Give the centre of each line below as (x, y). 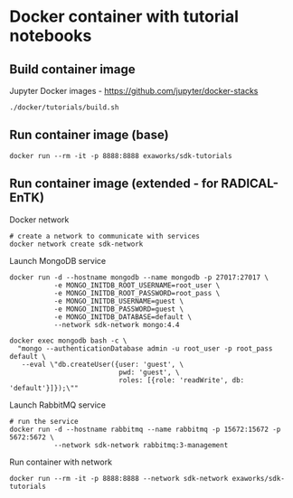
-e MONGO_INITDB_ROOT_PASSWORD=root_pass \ (137, 293)
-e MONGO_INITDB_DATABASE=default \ (123, 317)
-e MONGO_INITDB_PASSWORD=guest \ (118, 309)
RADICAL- (250, 184)
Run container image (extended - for (114, 184)
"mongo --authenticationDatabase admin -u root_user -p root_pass (145, 348)
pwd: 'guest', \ (149, 372)
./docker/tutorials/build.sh (64, 108)
